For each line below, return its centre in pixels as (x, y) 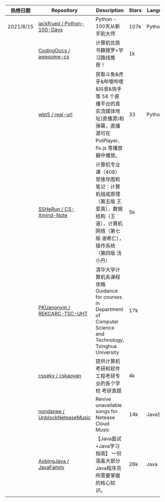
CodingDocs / (54, 50)
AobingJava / (54, 461)
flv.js (101, 148)
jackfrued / (51, 23)
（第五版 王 (109, 201)
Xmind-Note (53, 215)
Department (110, 309)
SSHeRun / (51, 209)
